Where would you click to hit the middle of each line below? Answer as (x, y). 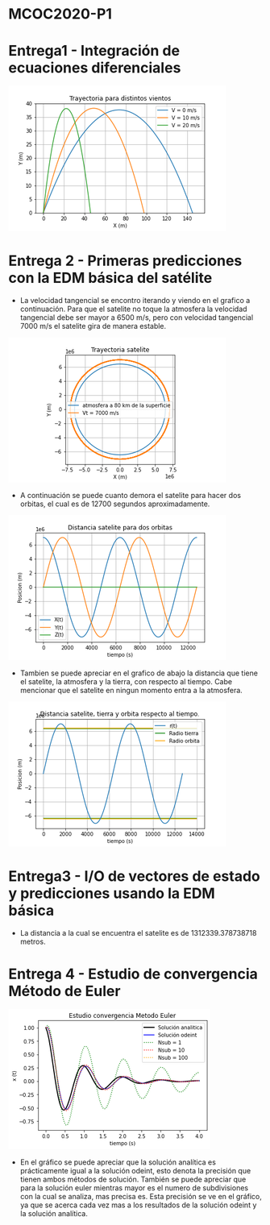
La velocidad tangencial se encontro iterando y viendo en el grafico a (135, 301)
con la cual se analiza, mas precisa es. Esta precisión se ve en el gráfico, (141, 1196)
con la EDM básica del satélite (110, 278)
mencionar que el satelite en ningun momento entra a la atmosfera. (131, 691)
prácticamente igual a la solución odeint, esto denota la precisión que (135, 1170)
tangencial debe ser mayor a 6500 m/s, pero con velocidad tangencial (137, 318)
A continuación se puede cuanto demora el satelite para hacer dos (131, 496)
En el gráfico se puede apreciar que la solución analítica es (118, 1162)
